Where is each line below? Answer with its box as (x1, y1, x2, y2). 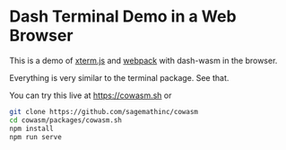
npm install (9, 124, 54, 133)
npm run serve (9, 132, 63, 141)
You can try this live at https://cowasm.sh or (9, 90, 172, 101)
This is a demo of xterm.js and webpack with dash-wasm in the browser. (9, 55, 278, 66)
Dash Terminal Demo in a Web (9, 6, 237, 27)
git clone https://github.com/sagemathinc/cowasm (9, 107, 199, 116)
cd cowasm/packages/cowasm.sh (9, 115, 123, 125)
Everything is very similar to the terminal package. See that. (9, 72, 230, 83)
